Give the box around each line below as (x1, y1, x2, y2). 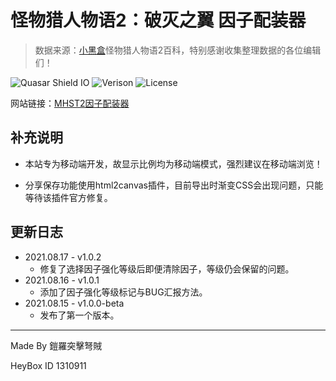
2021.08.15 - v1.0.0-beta (24, 297, 125, 309)
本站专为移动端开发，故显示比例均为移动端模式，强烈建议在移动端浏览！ (24, 157, 323, 170)
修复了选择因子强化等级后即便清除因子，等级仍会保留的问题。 (39, 262, 295, 275)
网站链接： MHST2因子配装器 (10, 97, 130, 109)
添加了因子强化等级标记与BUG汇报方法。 (39, 286, 208, 298)
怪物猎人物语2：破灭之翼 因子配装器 (10, 9, 307, 32)
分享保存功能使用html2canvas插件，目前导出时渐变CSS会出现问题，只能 (24, 179, 324, 191)
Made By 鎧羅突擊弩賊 (10, 339, 103, 351)
